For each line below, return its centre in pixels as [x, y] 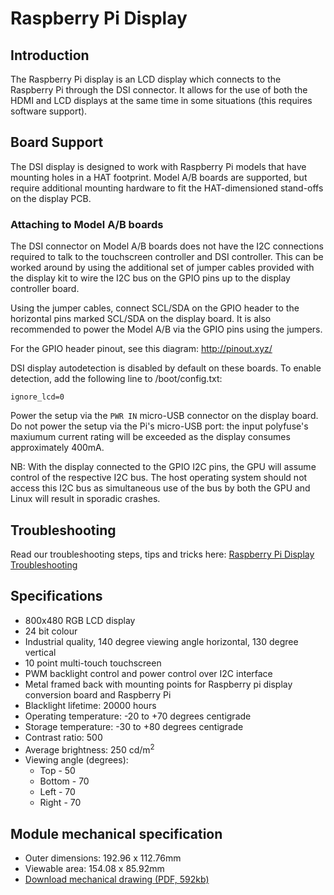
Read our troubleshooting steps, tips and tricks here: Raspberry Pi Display [162, 554]
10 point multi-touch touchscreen [93, 663]
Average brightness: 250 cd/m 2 [89, 749]
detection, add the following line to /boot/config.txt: [116, 379]
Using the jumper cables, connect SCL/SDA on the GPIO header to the [155, 308]
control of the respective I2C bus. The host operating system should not [159, 478]
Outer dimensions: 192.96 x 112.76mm [103, 858]
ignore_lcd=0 [37, 397]
